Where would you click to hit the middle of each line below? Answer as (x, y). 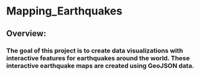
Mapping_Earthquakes (64, 11)
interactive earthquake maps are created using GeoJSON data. (100, 66)
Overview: (26, 33)
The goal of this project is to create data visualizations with (95, 51)
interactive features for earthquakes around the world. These (98, 58)
